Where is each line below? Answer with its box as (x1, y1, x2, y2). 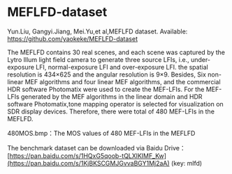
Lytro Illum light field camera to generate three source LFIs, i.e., (7, 55, 190, 63)
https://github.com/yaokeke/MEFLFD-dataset (7, 34, 138, 42)
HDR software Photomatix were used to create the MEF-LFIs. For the (7, 85, 205, 93)
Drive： (164, 143, 187, 152)
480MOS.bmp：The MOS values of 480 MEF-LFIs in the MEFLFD (7, 129, 196, 137)
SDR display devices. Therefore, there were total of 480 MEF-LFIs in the (7, 107, 215, 116)
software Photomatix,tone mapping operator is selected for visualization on (7, 100, 224, 108)
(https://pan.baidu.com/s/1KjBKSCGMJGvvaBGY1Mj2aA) (7, 159, 170, 167)
